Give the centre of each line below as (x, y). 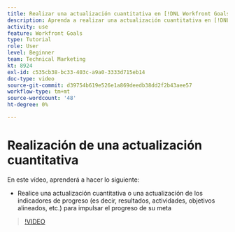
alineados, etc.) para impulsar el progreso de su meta (94, 208)
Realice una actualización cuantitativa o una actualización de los (110, 193)
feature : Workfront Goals (45, 33)
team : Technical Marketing (47, 59)
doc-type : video (31, 79)
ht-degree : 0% (28, 105)
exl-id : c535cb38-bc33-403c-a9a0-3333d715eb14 (76, 72)
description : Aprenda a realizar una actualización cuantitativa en (109, 20)
